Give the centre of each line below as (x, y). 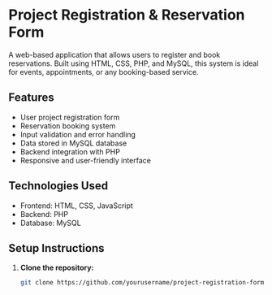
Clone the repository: (57, 268)
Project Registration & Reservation (127, 15)
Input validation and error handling (78, 134)
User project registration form (70, 117)
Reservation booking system (68, 126)
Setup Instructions (56, 248)
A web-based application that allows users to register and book (114, 54)
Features (31, 98)
